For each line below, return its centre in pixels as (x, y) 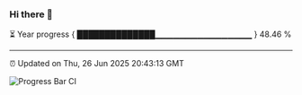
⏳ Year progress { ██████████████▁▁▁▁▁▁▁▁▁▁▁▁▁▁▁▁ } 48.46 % (151, 34)
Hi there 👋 (31, 14)
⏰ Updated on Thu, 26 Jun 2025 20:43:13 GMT (97, 64)
